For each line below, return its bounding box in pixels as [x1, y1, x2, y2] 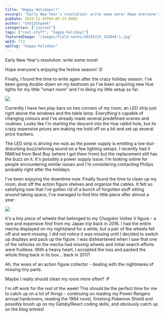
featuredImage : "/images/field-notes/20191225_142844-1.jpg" [5, 35, 132, 40]
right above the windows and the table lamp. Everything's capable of [5, 110, 143, 116]
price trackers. [5, 131, 35, 137]
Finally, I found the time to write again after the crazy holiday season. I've [5, 76, 152, 82]
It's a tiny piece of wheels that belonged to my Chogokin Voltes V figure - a [5, 215, 156, 221]
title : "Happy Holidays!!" [5, 7, 60, 12]
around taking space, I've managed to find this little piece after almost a [5, 191, 149, 197]
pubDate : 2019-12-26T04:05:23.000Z [5, 16, 78, 21]
